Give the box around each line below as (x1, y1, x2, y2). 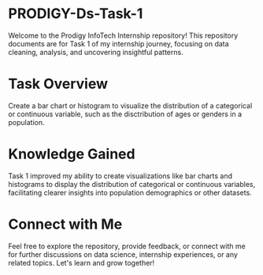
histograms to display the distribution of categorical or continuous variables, (8, 179, 256, 189)
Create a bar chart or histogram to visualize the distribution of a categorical (8, 101, 253, 110)
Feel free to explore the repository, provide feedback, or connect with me (8, 241, 246, 251)
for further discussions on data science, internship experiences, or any (8, 249, 239, 259)
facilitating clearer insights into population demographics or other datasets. (8, 188, 252, 197)
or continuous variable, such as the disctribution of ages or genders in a (8, 109, 243, 119)
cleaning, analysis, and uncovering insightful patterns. (8, 47, 183, 57)
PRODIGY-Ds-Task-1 (8, 5, 143, 23)
